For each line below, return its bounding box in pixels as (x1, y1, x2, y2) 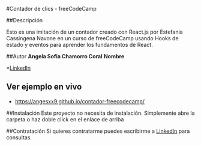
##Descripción (6, 17, 43, 23)
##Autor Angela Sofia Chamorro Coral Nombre (6, 53, 125, 59)
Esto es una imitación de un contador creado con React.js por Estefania (6, 28, 183, 35)
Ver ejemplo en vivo (6, 82, 82, 92)
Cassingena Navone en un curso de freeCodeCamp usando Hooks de (6, 35, 179, 41)
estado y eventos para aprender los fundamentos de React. (6, 41, 153, 48)
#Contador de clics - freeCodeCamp (6, 5, 97, 12)
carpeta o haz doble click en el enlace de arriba (6, 115, 124, 123)
